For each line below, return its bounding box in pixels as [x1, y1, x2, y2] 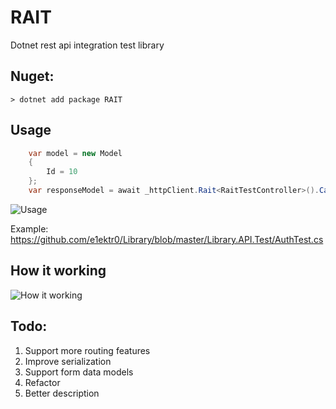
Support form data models [24, 366, 134, 378]
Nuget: [10, 68, 55, 85]
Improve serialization [24, 355, 112, 367]
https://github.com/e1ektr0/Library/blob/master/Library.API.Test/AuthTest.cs [10, 233, 324, 245]
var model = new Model [28, 148, 123, 158]
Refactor [24, 376, 61, 388]
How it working [10, 262, 107, 280]
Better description [24, 387, 100, 399]
